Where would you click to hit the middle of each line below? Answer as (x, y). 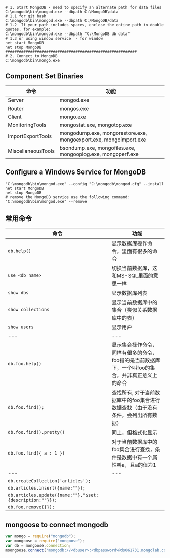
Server (16, 100)
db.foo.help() (25, 364)
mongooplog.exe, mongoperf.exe (99, 154)
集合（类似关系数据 (135, 310)
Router (16, 108)
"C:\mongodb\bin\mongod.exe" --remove (46, 201)
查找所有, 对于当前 (133, 393)
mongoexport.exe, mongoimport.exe (103, 139)
